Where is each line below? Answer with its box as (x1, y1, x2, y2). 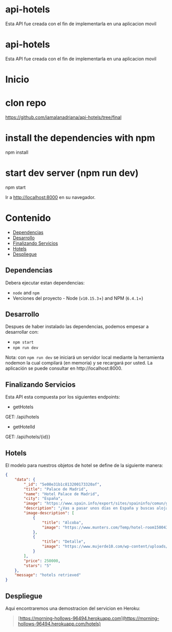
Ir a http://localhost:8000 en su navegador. (5, 194, 96, 200)
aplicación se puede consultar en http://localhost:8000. (5, 365, 123, 371)
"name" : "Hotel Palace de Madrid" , (24, 491, 100, 497)
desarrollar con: (5, 329, 39, 335)
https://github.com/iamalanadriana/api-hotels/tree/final (5, 114, 122, 120)
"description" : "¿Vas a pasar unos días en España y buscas (24, 505, 155, 511)
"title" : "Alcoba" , (41, 520, 83, 525)
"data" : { (14, 477, 36, 482)
